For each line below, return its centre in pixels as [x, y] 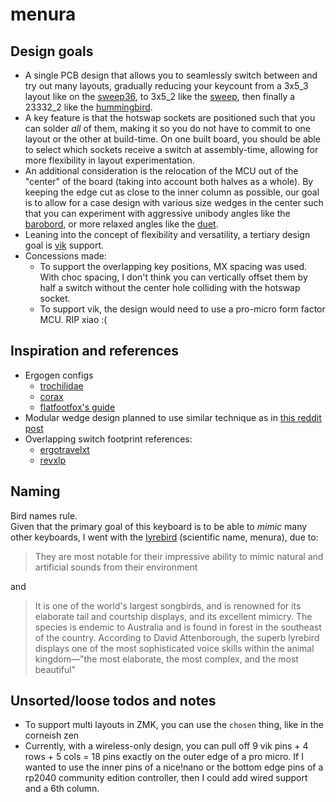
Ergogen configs [59, 375]
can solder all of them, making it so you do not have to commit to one [167, 128]
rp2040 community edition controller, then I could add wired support [166, 778]
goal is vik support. [64, 245]
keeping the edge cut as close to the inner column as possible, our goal [172, 192]
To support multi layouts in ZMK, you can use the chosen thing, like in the [174, 725]
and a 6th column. [62, 789]
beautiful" [55, 669]
